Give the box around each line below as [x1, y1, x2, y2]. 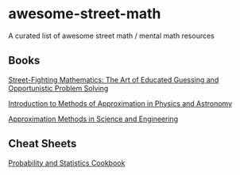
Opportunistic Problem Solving [8, 83, 109, 93]
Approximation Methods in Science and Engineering [8, 114, 179, 124]
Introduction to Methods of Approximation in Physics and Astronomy [8, 98, 233, 108]
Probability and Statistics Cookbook [8, 158, 126, 167]
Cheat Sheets [8, 137, 77, 150]
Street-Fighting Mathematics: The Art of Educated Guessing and [8, 74, 219, 84]
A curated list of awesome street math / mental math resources [8, 31, 215, 40]
